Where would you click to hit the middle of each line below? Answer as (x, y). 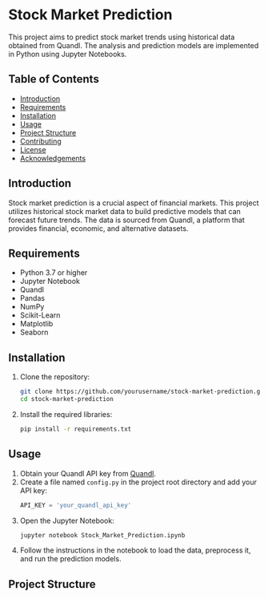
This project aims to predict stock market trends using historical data (122, 37)
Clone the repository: (55, 377)
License (33, 149)
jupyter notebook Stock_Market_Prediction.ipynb (102, 535)
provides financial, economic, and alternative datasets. (98, 228)
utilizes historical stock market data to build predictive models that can (125, 211)
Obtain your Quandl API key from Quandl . (88, 473)
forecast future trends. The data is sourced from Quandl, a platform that (127, 220)
